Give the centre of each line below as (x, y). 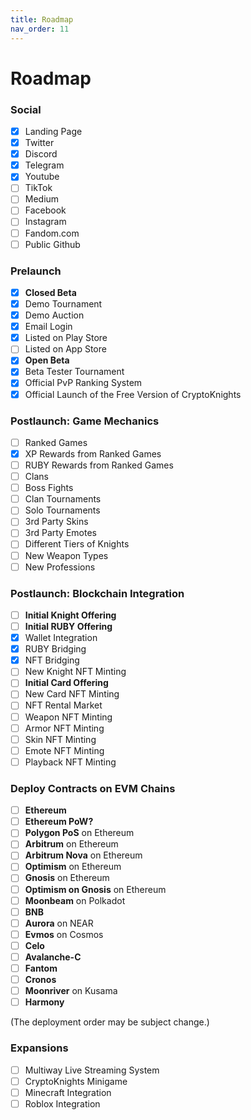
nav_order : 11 (40, 29)
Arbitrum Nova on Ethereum (83, 855)
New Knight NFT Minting (75, 672)
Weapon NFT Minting (68, 717)
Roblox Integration (62, 1103)
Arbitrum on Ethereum (71, 844)
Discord (41, 154)
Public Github (52, 244)
